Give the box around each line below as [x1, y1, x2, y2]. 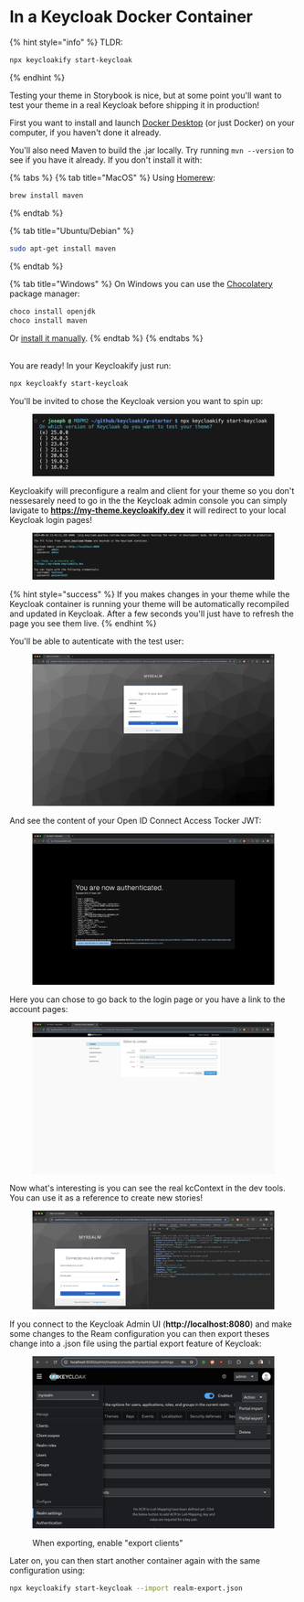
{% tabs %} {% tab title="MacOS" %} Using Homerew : [9, 172, 216, 183]
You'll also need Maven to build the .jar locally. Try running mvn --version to [9, 144, 295, 155]
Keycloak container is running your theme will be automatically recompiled [9, 599, 289, 610]
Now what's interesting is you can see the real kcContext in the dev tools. [9, 1182, 286, 1193]
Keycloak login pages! [9, 514, 93, 525]
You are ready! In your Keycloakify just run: [9, 360, 172, 371]
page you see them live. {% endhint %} [9, 618, 157, 629]
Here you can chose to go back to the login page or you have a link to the [9, 994, 286, 1005]
